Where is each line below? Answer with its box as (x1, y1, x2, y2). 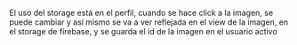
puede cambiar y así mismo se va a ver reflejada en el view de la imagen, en (9, 17, 289, 27)
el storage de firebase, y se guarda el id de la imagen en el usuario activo (9, 26, 277, 36)
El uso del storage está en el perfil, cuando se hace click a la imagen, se (9, 8, 274, 18)
